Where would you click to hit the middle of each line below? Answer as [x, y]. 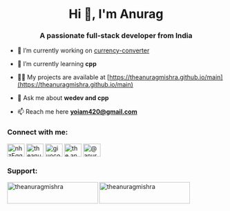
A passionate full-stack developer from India [116, 36]
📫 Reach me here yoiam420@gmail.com [77, 112]
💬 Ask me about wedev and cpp [63, 98]
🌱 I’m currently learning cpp [57, 64]
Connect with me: [38, 132]
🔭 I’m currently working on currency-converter [83, 50]
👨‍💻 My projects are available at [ [63, 77]
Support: [22, 170]
